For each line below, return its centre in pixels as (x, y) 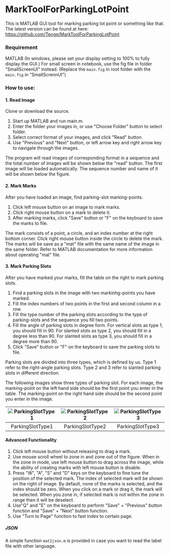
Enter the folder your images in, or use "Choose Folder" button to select (88, 127)
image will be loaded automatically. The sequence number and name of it (82, 169)
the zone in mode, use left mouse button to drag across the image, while (88, 462)
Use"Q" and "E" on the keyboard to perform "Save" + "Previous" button (87, 505)
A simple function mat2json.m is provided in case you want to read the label (83, 540)
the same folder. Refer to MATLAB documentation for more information (79, 249)
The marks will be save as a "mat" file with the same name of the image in (82, 244)
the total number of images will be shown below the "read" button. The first (84, 163)
